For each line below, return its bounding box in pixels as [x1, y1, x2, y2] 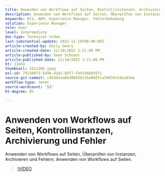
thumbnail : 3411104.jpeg [5, 66, 56, 71]
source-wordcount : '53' [5, 84, 54, 89]
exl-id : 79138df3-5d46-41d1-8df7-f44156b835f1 [5, 71, 102, 76]
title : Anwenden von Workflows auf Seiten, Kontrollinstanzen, [5, 7, 137, 12]
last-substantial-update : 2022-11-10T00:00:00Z [5, 39, 105, 44]
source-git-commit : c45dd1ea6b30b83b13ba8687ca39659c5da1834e [5, 75, 135, 80]
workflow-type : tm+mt [5, 80, 50, 85]
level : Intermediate [5, 30, 48, 35]
